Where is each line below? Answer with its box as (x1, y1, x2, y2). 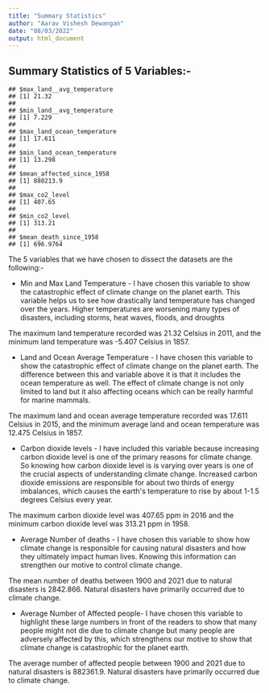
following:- (8, 263, 44, 273)
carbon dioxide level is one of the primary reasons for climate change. (19, 452, 253, 462)
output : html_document (8, 34, 85, 43)
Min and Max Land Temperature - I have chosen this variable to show (19, 278, 250, 288)
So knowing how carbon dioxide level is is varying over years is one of (19, 460, 254, 471)
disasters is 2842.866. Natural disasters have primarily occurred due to (8, 584, 245, 594)
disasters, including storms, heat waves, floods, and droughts (19, 313, 226, 323)
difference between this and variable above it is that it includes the (19, 369, 242, 379)
